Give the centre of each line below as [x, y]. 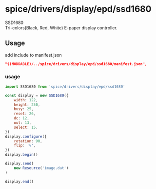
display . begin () [21, 155]
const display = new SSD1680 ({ [37, 95]
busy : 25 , [24, 109]
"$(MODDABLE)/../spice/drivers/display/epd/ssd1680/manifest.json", [76, 64]
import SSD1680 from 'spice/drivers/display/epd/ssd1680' [65, 87]
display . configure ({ [26, 136]
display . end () [19, 181]
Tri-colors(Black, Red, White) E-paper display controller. [61, 27]
